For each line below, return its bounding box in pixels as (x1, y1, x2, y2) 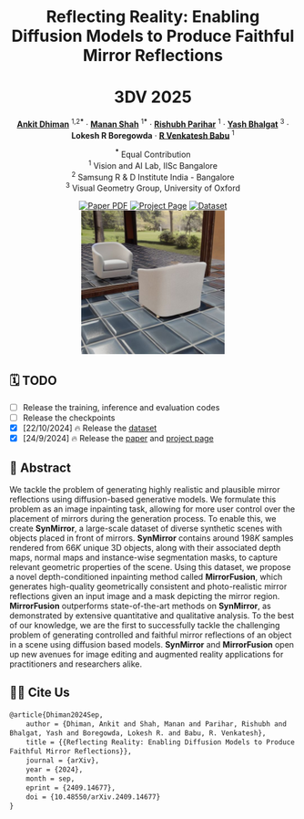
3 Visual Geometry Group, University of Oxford (65, 181, 241, 193)
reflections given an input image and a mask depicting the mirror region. (9, 590, 280, 601)
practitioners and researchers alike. (9, 658, 143, 669)
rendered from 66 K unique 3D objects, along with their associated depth (9, 542, 281, 553)
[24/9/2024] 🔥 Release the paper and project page (22, 433, 214, 444)
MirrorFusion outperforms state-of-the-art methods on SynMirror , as (9, 600, 271, 611)
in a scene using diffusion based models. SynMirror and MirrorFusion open (9, 638, 294, 649)
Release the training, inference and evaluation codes (22, 401, 220, 412)
